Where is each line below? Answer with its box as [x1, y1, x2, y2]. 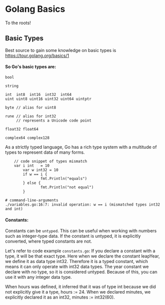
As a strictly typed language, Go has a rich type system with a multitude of [5, 144, 157, 150]
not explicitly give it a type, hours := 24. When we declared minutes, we [5, 289, 151, 295]
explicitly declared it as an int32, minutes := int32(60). [5, 294, 115, 300]
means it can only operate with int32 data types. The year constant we [5, 263, 149, 270]
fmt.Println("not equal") [40, 184, 94, 190]
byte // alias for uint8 [5, 105, 56, 110]
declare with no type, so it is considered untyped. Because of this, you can [5, 269, 158, 275]
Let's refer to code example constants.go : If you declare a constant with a [5, 248, 156, 254]
